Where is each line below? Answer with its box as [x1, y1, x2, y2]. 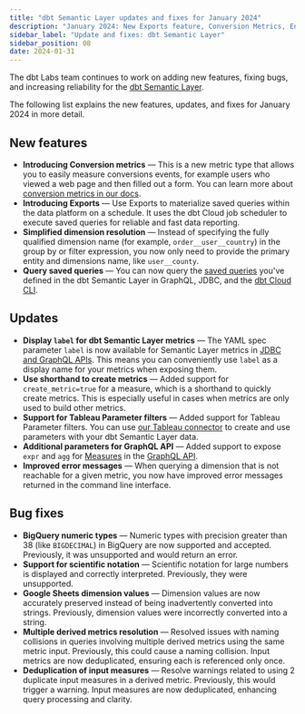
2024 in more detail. [9, 109, 85, 120]
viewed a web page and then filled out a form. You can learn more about [22, 178, 293, 189]
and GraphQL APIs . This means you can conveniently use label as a [22, 354, 279, 365]
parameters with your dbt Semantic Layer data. [22, 431, 199, 442]
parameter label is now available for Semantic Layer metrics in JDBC [22, 344, 281, 355]
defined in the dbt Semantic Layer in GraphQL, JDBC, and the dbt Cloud [22, 274, 292, 286]
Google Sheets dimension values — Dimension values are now [22, 587, 261, 599]
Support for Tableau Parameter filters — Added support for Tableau [22, 412, 280, 423]
